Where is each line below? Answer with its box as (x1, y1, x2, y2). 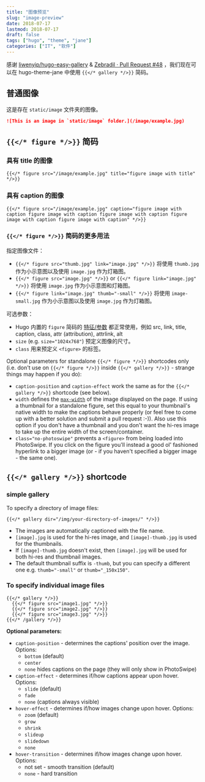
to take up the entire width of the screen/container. (15, 428, 144, 435)
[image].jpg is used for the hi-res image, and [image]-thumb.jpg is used (15, 533, 197, 541)
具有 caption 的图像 (6, 192, 64, 200)
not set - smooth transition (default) (24, 763, 114, 770)
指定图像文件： (6, 247, 44, 254)
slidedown (24, 738, 50, 745)
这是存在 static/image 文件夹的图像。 (6, 106, 102, 113)
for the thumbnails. (15, 540, 63, 547)
